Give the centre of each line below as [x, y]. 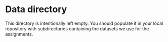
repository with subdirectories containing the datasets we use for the [77, 28]
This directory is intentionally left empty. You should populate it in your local [84, 23]
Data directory [36, 9]
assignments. [19, 34]
